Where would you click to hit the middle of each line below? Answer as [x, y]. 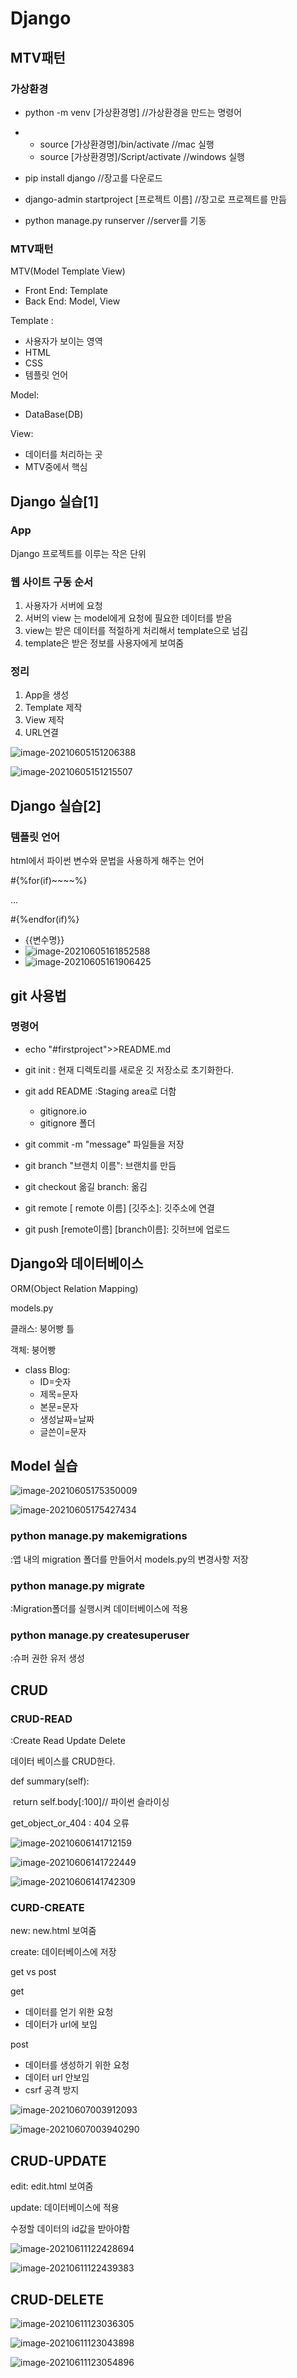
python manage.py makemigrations [99, 1536]
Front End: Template [66, 291]
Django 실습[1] [55, 501]
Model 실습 [44, 1466]
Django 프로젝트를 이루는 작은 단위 [78, 553]
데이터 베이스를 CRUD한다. [63, 1761]
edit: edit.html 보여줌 [52, 2186]
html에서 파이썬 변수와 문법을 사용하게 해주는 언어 [107, 861]
